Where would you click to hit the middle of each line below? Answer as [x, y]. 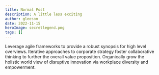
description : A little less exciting [44, 14]
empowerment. [20, 67]
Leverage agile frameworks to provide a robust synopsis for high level [76, 46]
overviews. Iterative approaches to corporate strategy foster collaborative [80, 51]
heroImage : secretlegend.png [35, 28]
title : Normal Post [25, 10]
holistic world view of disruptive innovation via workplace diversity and [77, 62]
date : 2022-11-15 [23, 23]
